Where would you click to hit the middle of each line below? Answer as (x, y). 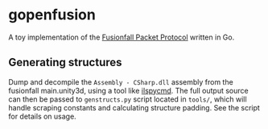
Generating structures (65, 62)
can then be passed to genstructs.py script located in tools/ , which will (128, 99)
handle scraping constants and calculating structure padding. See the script (134, 107)
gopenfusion (52, 15)
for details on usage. (42, 116)
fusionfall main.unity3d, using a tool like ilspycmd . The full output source (128, 90)
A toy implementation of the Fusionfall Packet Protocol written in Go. (122, 37)
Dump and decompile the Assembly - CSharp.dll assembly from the (121, 81)
